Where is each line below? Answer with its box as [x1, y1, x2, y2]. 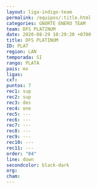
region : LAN [6, 49, 37, 55]
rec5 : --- [6, 111, 32, 117]
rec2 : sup [6, 94, 32, 100]
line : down [6, 156, 34, 162]
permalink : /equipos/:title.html [6, 15, 92, 21]
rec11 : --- [6, 144, 34, 151]
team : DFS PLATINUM [6, 26, 56, 32]
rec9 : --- [6, 134, 32, 140]
